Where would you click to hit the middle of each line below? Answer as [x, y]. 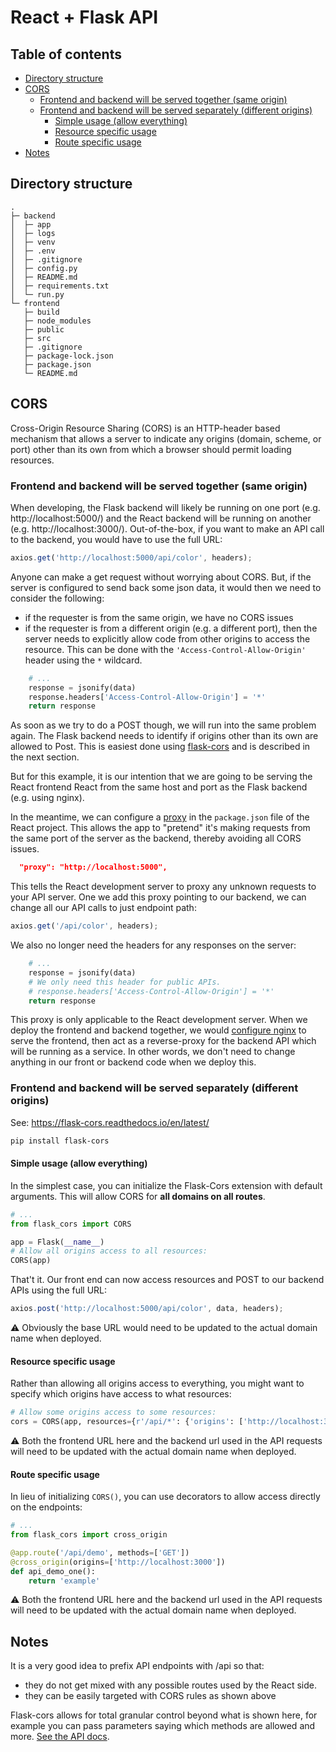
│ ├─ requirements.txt [60, 286]
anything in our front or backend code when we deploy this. [133, 1062]
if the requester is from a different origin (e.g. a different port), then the [171, 628]
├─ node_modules [57, 321]
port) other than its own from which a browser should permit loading [151, 449]
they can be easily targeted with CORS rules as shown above [150, 1696]
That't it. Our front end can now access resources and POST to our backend [167, 1280]
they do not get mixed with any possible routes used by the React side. [171, 1685]
